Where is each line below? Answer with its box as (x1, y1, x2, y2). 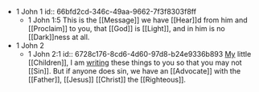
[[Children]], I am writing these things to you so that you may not (27, 58, 243, 67)
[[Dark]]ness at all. (27, 32, 90, 42)
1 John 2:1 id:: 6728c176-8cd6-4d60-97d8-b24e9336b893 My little (27, 50, 252, 58)
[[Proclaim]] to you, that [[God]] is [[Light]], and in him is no (27, 24, 225, 33)
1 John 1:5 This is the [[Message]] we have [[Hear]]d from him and (27, 15, 248, 25)
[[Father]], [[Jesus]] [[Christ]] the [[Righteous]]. (27, 75, 187, 84)
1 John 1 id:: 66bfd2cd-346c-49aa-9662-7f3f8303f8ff (15, 7, 197, 16)
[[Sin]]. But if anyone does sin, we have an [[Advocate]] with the (27, 66, 241, 75)
